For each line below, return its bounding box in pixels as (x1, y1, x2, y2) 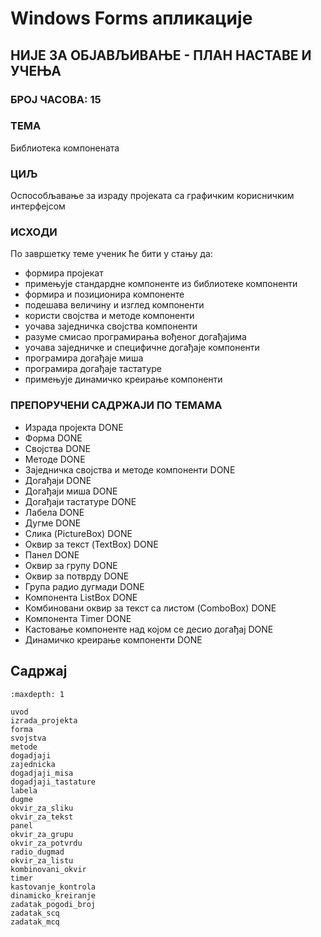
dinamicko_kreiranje (10, 890, 97, 901)
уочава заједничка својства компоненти (24, 320, 198, 332)
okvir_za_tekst (10, 812, 74, 822)
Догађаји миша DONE (24, 485, 118, 497)
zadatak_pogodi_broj (10, 899, 97, 909)
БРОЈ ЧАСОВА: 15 (10, 92, 102, 106)
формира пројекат (24, 267, 104, 279)
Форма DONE (24, 432, 83, 444)
